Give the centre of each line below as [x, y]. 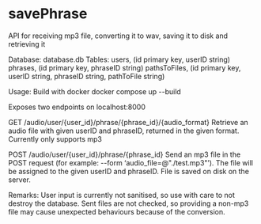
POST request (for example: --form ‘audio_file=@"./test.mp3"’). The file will [130, 162]
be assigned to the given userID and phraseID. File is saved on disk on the [129, 171]
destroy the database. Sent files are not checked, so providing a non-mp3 [129, 203]
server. [20, 180]
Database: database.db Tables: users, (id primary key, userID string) [119, 59]
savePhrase [48, 14]
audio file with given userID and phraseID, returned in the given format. [124, 131]
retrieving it [27, 44]
